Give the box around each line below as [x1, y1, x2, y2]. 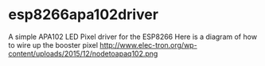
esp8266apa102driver [8, 6, 159, 24]
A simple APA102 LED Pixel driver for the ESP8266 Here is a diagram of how [8, 32, 257, 41]
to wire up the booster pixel [8, 40, 98, 49]
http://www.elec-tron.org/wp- [99, 40, 197, 49]
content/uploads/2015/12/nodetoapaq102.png [8, 49, 158, 58]
